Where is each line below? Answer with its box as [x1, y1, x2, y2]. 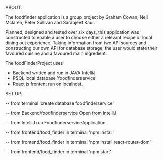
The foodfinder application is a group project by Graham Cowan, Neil [5, 14, 148, 20]
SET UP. [5, 91, 23, 96]
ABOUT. [5, 5, 22, 10]
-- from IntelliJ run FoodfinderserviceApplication [5, 120, 106, 125]
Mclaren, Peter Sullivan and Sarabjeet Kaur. [5, 20, 95, 25]
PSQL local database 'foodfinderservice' [12, 75, 97, 81]
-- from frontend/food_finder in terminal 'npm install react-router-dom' [5, 139, 151, 145]
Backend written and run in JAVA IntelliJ [12, 70, 96, 76]
